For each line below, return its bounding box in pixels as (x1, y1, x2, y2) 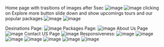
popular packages (5, 16, 43, 21)
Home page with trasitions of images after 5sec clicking (5, 5, 159, 11)
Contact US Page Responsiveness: (24, 31, 116, 36)
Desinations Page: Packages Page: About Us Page (5, 25, 148, 31)
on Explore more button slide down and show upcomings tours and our (5, 10, 153, 16)
